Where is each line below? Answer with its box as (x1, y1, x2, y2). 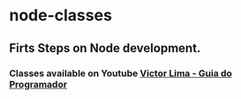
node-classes (9, 5, 113, 26)
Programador (9, 78, 68, 90)
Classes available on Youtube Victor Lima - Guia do (9, 67, 232, 80)
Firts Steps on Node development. (9, 41, 201, 56)
